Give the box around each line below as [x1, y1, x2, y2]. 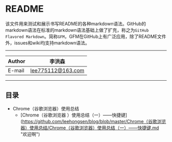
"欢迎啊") [20, 131, 40, 137]
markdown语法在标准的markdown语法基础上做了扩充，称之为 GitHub [5, 27, 149, 33]
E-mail [8, 67, 25, 74]
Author [8, 57, 26, 64]
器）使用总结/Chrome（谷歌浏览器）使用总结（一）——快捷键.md [20, 125, 159, 131]
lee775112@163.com [30, 67, 84, 74]
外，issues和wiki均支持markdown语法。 [5, 39, 90, 46]
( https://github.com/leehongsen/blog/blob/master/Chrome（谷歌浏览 [20, 118, 166, 124]
